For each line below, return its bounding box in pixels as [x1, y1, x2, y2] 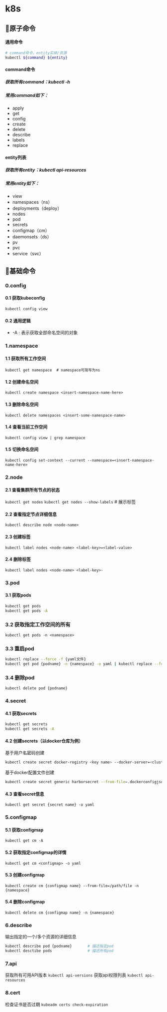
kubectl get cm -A [5, 838, 43, 843]
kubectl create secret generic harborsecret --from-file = [5, 780, 128, 785]
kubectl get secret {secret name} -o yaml [5, 802, 94, 807]
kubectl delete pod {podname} [5, 686, 68, 691]
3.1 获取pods [5, 592, 31, 598]
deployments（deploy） [12, 205, 62, 211]
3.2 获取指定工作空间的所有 [5, 621, 71, 628]
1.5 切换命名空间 [5, 447, 39, 453]
